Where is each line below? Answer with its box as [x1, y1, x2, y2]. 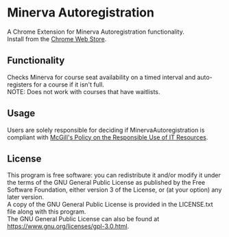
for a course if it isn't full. [33, 80, 104, 89]
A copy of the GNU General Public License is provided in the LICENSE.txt [7, 201, 214, 209]
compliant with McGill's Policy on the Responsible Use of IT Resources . [7, 133, 208, 142]
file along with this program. [7, 207, 86, 216]
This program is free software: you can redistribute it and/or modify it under [7, 171, 221, 179]
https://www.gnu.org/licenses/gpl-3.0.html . [7, 222, 130, 231]
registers [7, 80, 32, 89]
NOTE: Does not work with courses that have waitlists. [7, 87, 160, 95]
